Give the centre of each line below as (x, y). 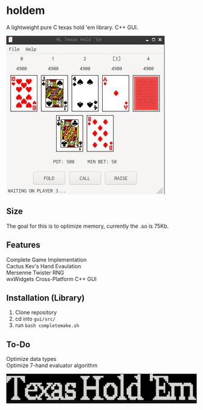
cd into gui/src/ (35, 319)
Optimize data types (31, 359)
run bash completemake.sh (47, 325)
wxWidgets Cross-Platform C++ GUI (51, 279)
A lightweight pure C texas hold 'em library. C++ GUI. (72, 27)
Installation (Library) (46, 298)
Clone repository (36, 312)
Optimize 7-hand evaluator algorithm (52, 365)
